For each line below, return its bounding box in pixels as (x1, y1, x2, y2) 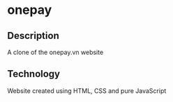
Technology (7, 68, 61, 80)
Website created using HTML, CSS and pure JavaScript (7, 86, 167, 95)
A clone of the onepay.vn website (7, 48, 104, 56)
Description (7, 30, 59, 42)
